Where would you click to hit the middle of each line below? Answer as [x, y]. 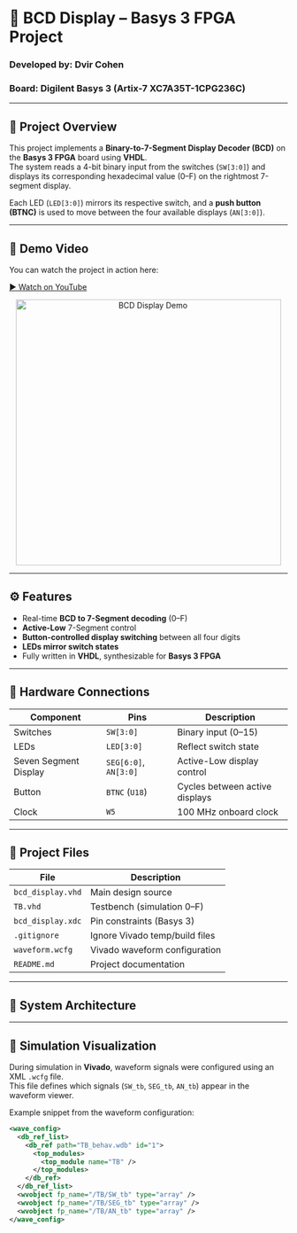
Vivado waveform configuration [156, 950]
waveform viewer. [42, 1096]
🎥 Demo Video [49, 249]
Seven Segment [46, 761]
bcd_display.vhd [48, 893]
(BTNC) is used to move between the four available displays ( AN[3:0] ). [137, 213]
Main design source [131, 893]
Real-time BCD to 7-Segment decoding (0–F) [105, 618]
